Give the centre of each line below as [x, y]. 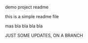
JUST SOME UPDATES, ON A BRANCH [44, 35]
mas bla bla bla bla [24, 26]
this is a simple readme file [32, 16]
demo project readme [27, 7]
